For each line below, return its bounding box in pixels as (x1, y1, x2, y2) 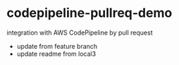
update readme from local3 (16, 49, 97, 58)
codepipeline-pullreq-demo (6, 5, 173, 21)
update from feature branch (16, 42, 98, 50)
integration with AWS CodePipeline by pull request (6, 28, 153, 37)
